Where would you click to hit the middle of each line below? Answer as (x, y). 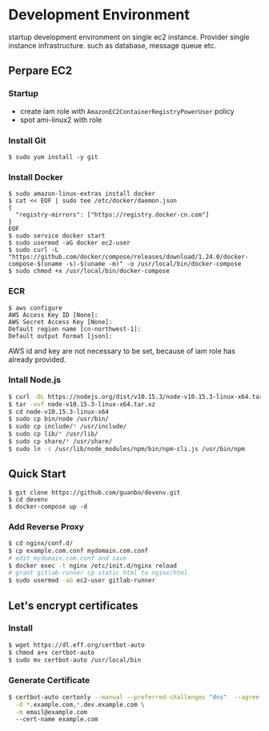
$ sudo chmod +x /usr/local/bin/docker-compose (89, 271)
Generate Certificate (49, 680)
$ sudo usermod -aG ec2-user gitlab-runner (82, 581)
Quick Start (37, 474)
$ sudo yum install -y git (53, 157)
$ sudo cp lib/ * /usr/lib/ (53, 434)
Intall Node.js (35, 380)
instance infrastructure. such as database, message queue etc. (112, 45)
